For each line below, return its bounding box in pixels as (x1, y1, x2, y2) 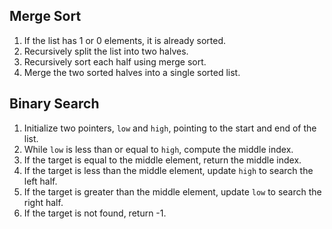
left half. (23, 175, 58, 187)
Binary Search (9, 95, 100, 113)
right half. (23, 196, 64, 208)
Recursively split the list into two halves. (23, 45, 189, 57)
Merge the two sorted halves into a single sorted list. (23, 66, 241, 78)
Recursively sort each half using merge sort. (23, 55, 207, 68)
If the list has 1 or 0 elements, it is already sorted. (23, 34, 227, 46)
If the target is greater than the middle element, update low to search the (23, 185, 322, 198)
